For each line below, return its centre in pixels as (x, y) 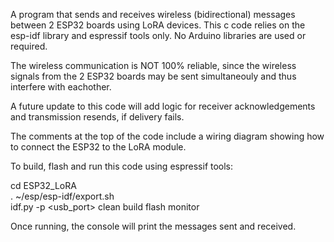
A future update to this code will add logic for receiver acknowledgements (163, 106)
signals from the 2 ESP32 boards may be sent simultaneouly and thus (153, 76)
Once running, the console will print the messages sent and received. (153, 226)
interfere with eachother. (61, 87)
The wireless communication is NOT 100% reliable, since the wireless (153, 65)
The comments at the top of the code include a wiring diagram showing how (167, 136)
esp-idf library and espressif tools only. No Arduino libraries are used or (158, 35)
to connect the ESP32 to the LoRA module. (98, 147)
